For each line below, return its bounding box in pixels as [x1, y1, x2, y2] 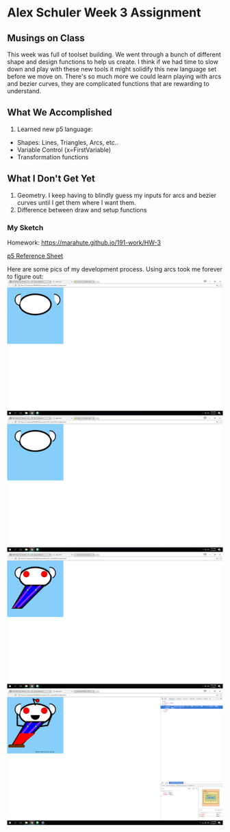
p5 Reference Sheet [7, 251, 64, 260]
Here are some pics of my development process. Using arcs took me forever [7, 265, 222, 273]
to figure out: [7, 272, 44, 280]
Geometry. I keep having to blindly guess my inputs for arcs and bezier [16, 191, 217, 199]
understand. [7, 87, 42, 95]
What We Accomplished [7, 106, 113, 118]
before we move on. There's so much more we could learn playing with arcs [7, 72, 222, 80]
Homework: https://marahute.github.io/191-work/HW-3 [7, 238, 161, 247]
